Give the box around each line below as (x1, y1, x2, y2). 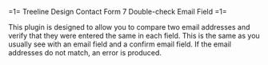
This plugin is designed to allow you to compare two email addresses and (8, 22, 250, 31)
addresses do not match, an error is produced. (8, 48, 162, 57)
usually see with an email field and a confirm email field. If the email (8, 39, 232, 49)
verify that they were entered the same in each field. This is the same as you (8, 31, 260, 40)
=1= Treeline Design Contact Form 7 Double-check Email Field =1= (8, 7, 227, 16)
